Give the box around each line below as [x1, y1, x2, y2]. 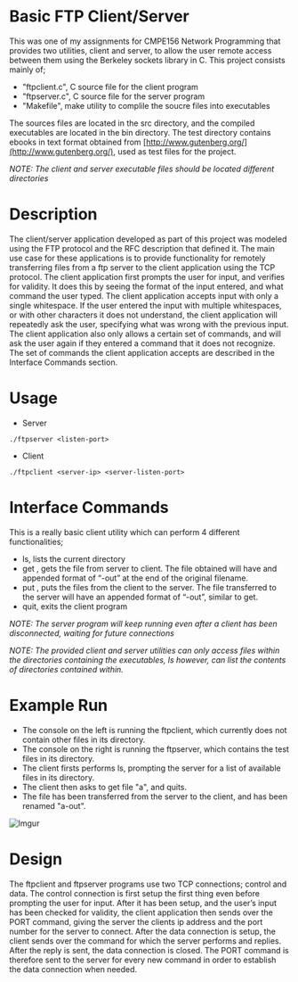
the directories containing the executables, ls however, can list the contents [9, 654, 286, 665]
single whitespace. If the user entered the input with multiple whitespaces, [9, 300, 282, 310]
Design [9, 849, 63, 869]
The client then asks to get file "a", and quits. [21, 781, 188, 792]
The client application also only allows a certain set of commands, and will [9, 328, 282, 339]
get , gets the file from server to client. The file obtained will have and [21, 563, 278, 574]
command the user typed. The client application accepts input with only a [9, 290, 278, 301]
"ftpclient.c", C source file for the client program [21, 81, 198, 92]
